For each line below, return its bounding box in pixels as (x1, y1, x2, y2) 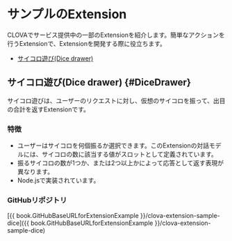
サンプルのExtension (7, 6, 127, 22)
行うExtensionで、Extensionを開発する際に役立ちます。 (7, 39, 167, 47)
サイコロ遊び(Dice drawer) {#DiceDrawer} (7, 77, 192, 88)
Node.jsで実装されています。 (17, 176, 100, 185)
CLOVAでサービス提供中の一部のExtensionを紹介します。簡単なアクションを (7, 31, 225, 39)
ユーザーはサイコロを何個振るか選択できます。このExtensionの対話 (17, 141, 210, 150)
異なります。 (17, 168, 54, 176)
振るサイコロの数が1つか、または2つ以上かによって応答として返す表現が (17, 159, 224, 167)
